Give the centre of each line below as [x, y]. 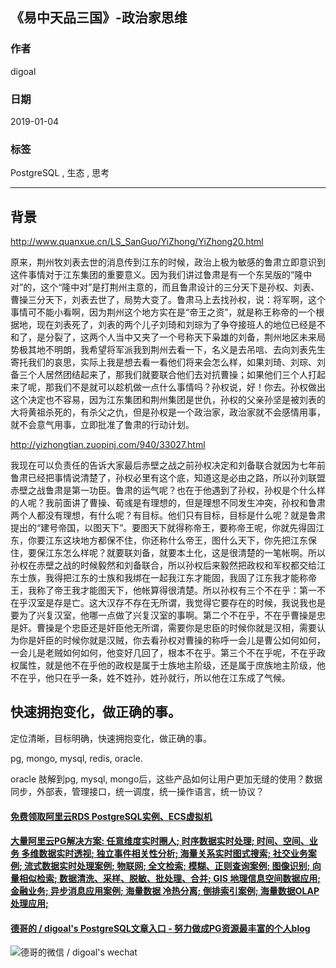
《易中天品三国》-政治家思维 [99, 18]
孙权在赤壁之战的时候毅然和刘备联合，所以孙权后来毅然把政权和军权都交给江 [168, 565]
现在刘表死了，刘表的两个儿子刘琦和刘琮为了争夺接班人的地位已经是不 [181, 325]
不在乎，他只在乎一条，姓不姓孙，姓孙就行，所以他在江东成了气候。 [150, 678]
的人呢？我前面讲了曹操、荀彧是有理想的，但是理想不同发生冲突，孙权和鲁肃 [168, 503]
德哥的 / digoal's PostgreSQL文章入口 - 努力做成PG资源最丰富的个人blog [160, 928]
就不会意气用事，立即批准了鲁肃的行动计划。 [102, 425]
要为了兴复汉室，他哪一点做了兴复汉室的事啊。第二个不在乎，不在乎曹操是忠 [168, 615]
